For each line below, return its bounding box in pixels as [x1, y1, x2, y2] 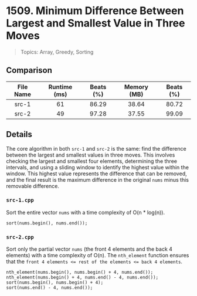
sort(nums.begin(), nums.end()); [6, 220, 88, 226]
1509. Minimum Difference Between [6, 4, 184, 18]
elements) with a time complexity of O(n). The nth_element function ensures [6, 252, 189, 259]
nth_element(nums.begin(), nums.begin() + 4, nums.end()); [6, 270, 154, 275]
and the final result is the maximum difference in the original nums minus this [6, 176, 189, 183]
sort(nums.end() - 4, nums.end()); [6, 285, 93, 291]
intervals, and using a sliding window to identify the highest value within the [6, 164, 189, 171]
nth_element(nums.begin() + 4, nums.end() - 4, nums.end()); [6, 274, 159, 281]
